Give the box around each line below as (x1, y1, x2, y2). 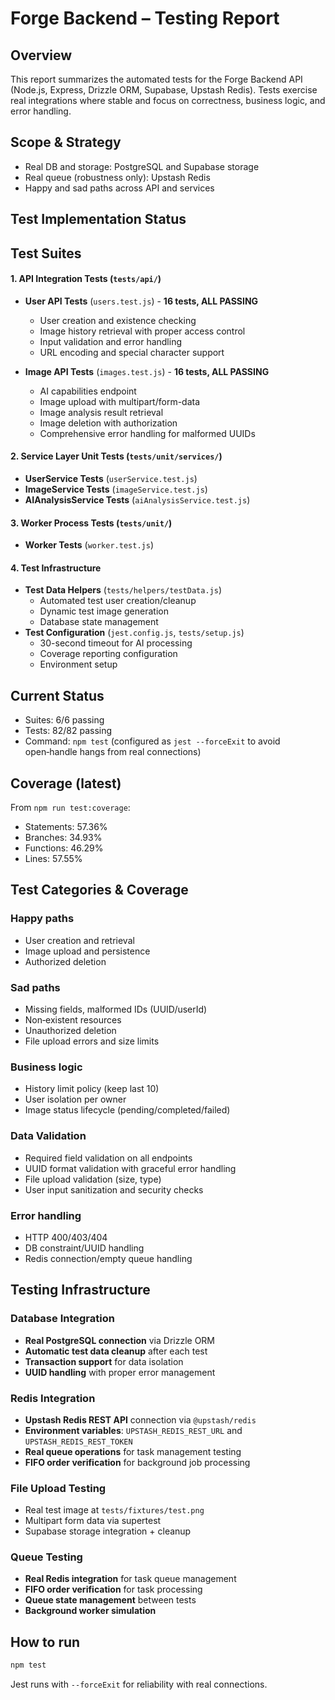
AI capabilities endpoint (39, 385, 137, 397)
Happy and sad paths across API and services (24, 182, 215, 194)
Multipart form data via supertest (24, 1515, 162, 1527)
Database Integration (10, 1312, 115, 1326)
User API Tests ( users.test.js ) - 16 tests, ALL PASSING (24, 295, 259, 307)
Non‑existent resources (24, 1014, 122, 1026)
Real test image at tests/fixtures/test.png (24, 1504, 205, 1516)
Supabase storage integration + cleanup (24, 1525, 192, 1537)
